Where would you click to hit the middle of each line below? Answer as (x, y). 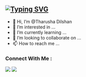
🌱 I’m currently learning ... (39, 32)
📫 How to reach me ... (36, 43)
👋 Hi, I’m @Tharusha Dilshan (42, 21)
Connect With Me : (29, 58)
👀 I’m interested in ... (34, 27)
